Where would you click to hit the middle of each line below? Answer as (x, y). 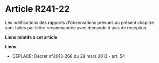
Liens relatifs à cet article (31, 37)
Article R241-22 (37, 9)
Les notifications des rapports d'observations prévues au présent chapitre (79, 22)
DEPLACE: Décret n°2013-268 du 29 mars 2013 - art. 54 (69, 56)
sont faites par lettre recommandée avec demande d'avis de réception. (76, 27)
